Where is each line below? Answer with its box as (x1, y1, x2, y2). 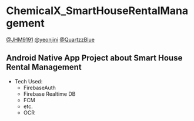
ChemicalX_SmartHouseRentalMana (6, 4, 189, 18)
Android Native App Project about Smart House (6, 53, 183, 63)
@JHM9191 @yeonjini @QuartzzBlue (6, 36, 95, 43)
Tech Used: (14, 78, 43, 85)
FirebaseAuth (23, 84, 56, 91)
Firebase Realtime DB (23, 90, 76, 98)
